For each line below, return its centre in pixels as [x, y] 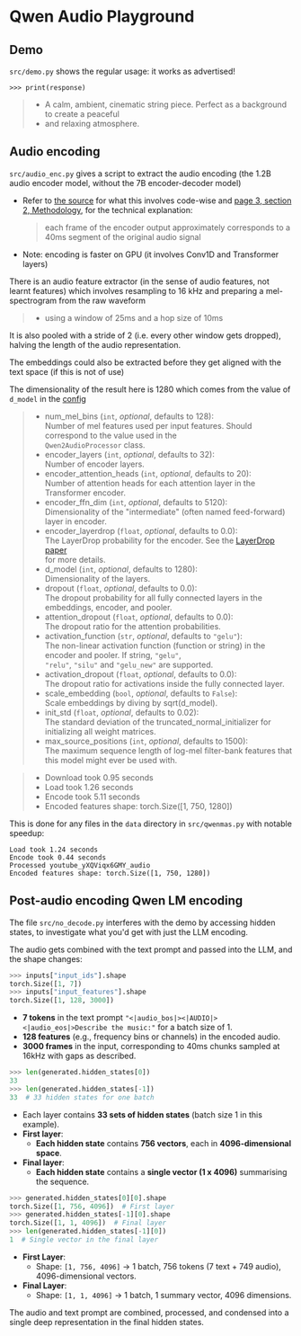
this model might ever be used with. [111, 760]
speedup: [27, 833]
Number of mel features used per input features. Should [148, 425]
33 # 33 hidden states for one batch [82, 1097]
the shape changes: [46, 958]
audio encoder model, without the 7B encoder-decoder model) [125, 183]
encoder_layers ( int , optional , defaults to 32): [130, 454]
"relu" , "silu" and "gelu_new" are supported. [129, 664]
